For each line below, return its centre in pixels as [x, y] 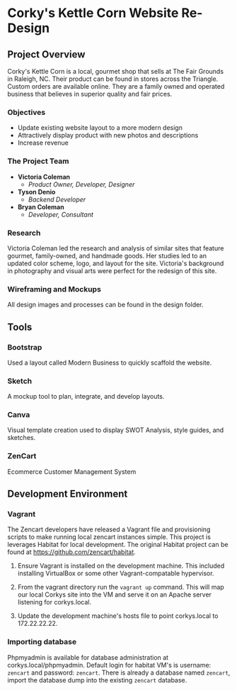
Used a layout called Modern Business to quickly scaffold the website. [110, 363]
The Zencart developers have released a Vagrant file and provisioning [109, 529]
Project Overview [46, 54]
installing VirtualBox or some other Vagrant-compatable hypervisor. [116, 573]
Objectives [27, 112]
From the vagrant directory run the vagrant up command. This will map [121, 587]
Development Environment [68, 494]
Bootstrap [25, 347]
